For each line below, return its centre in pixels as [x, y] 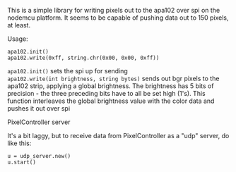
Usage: [18, 39]
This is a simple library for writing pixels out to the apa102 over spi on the [114, 10]
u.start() [22, 162]
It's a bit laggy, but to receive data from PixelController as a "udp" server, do [118, 136]
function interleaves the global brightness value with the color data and [111, 101]
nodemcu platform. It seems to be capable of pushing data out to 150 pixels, [118, 18]
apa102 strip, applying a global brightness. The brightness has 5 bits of [111, 86]
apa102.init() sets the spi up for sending [68, 71]
